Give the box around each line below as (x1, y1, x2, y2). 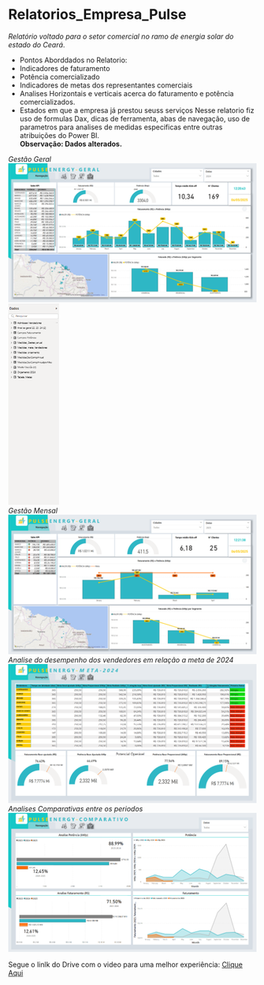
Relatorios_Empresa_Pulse (8, 6, 187, 24)
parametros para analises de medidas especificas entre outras (19, 122, 223, 132)
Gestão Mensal (8, 506, 58, 516)
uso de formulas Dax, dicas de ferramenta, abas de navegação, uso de (19, 114, 251, 123)
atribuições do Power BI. (19, 130, 100, 140)
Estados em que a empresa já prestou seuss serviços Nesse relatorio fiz (19, 105, 255, 115)
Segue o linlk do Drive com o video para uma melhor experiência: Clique (8, 960, 243, 969)
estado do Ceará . (8, 39, 65, 49)
